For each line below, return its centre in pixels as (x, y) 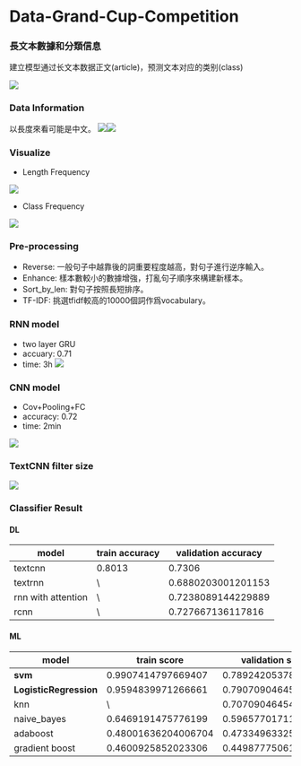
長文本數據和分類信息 (55, 47)
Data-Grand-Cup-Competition (124, 17)
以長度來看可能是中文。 (52, 128)
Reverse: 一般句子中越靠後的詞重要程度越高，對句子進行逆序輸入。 (146, 267)
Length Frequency (56, 172)
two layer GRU (49, 344)
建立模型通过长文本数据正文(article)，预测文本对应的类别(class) (126, 67)
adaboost (34, 733)
